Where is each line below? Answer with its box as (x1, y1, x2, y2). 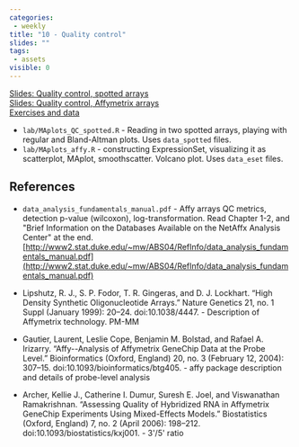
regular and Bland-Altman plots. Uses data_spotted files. (22, 134, 232, 145)
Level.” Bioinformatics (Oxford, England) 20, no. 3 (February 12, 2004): (22, 353, 285, 363)
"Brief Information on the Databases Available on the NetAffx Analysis (22, 222, 281, 233)
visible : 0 (9, 64, 50, 73)
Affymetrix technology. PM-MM (22, 316, 139, 326)
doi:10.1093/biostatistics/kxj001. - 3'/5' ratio (22, 427, 184, 438)
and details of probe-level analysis (22, 371, 151, 382)
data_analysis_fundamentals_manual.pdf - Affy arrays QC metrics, (22, 203, 267, 214)
